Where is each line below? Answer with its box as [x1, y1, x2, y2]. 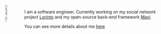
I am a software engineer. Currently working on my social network [24, 9, 156, 15]
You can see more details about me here [24, 24, 105, 29]
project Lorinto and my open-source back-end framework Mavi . [24, 14, 152, 20]
